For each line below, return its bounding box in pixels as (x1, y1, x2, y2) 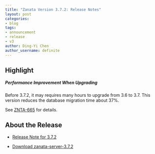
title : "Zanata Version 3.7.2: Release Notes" (5, 7, 101, 12)
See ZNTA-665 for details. (5, 107, 58, 112)
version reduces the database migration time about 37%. (5, 97, 119, 103)
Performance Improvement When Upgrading (5, 80, 97, 86)
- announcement (5, 30, 36, 35)
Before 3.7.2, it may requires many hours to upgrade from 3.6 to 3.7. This (5, 92, 151, 98)
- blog (5, 21, 19, 26)
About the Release (5, 121, 62, 130)
